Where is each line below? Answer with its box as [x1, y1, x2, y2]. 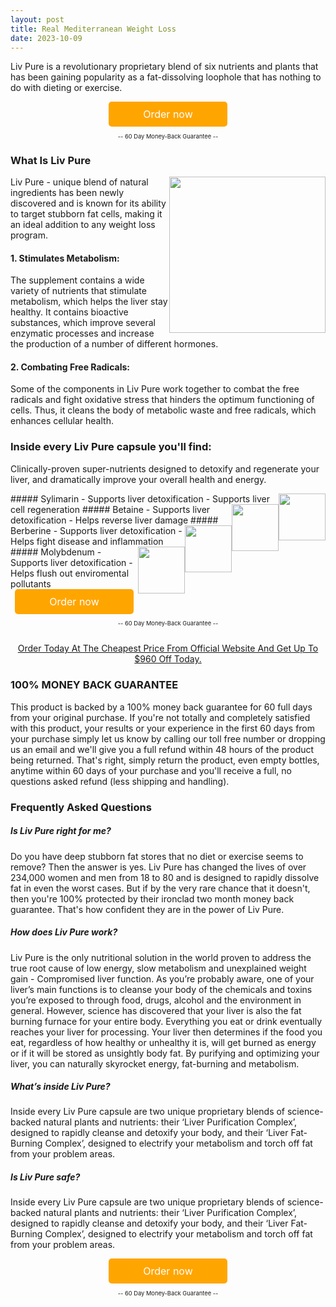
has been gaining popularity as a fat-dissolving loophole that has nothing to [10, 71, 322, 83]
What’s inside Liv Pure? [10, 1081, 111, 1093]
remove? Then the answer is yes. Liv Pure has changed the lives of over [10, 861, 307, 873]
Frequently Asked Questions [10, 800, 152, 814]
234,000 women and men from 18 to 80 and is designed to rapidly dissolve [10, 871, 320, 883]
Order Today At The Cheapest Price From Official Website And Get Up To [17, 642, 319, 655]
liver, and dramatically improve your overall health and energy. [10, 473, 267, 485]
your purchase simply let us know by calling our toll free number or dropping [10, 732, 326, 745]
